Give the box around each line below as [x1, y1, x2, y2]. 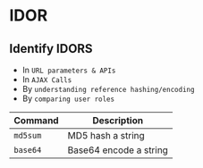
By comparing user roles [21, 93, 114, 104]
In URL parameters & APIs [21, 64, 116, 75]
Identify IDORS [9, 41, 93, 56]
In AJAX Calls [21, 74, 72, 85]
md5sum [13, 130, 42, 140]
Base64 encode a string [67, 144, 168, 156]
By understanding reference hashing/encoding [21, 84, 195, 94]
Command [13, 114, 60, 126]
